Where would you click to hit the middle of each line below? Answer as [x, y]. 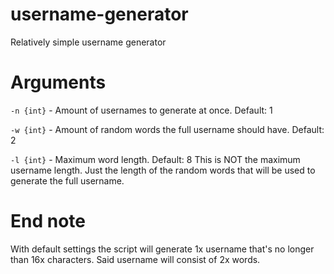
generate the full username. [67, 180]
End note [48, 221]
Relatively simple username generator [88, 42]
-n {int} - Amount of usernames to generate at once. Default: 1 [141, 110]
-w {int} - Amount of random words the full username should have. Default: [167, 129]
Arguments [58, 82]
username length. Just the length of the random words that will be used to [163, 170]
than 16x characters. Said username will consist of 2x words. [135, 259]
